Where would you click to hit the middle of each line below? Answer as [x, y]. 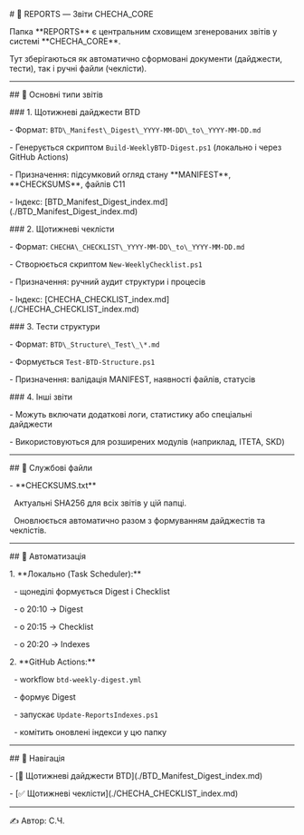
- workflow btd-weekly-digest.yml [77, 679]
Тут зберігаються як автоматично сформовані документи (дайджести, [146, 59]
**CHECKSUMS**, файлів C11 [67, 184]
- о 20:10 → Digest [48, 609]
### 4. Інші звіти [41, 397]
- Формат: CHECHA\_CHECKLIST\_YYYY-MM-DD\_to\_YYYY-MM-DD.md [127, 246]
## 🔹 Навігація [37, 758]
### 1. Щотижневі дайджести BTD [75, 112]
